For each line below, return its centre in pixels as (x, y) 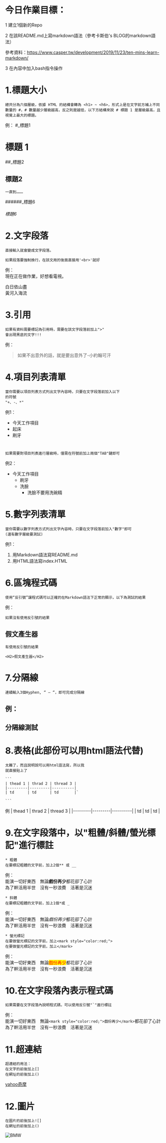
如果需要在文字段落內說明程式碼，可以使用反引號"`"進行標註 (58, 1005)
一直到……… (14, 192)
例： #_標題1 (18, 125)
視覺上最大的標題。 (22, 115)
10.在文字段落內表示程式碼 (59, 990)
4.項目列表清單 (36, 377)
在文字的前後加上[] (22, 1069)
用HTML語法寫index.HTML (40, 561)
